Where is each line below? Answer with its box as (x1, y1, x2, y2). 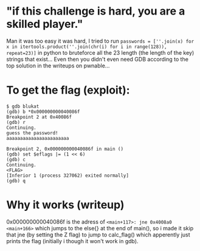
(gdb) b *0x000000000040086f (6, 108, 80, 115)
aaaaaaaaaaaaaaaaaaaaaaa (6, 135, 69, 141)
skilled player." (6, 17, 83, 31)
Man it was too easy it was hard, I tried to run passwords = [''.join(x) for (6, 37, 195, 44)
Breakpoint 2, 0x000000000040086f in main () (6, 146, 123, 152)
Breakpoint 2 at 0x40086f (6, 114, 72, 120)
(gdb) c (6, 156, 26, 162)
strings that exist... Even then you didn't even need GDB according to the (6, 55, 188, 63)
